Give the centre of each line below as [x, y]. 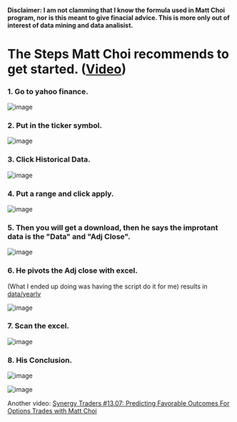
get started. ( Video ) [67, 69]
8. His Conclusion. [40, 360]
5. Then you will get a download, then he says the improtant [113, 227]
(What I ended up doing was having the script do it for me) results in [108, 286]
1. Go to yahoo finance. [48, 91]
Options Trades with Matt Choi [52, 411]
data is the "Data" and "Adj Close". [69, 236]
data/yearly [24, 293]
